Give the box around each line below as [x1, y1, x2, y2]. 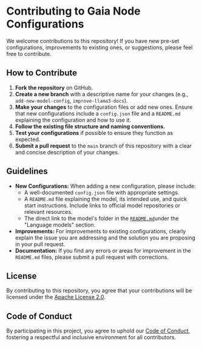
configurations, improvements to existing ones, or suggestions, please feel [6, 44, 193, 51]
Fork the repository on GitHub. [15, 84, 93, 91]
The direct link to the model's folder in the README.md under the [24, 215, 179, 222]
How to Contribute [6, 68, 78, 78]
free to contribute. [6, 50, 52, 57]
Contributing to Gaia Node [6, 4, 141, 18]
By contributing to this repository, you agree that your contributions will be [6, 287, 192, 294]
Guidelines [6, 166, 48, 177]
